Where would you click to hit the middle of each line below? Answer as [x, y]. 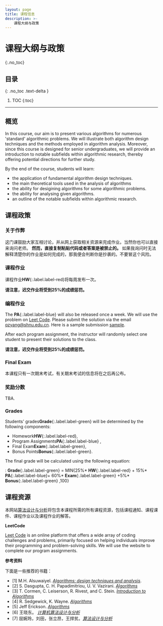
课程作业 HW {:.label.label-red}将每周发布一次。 [52, 279]
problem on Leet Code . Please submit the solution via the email [68, 320]
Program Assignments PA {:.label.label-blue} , [57, 441]
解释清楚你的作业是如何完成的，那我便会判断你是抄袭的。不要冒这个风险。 [79, 254]
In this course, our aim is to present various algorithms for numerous [73, 133]
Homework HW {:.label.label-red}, [45, 436]
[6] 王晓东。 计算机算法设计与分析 [46, 612]
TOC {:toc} [23, 100]
